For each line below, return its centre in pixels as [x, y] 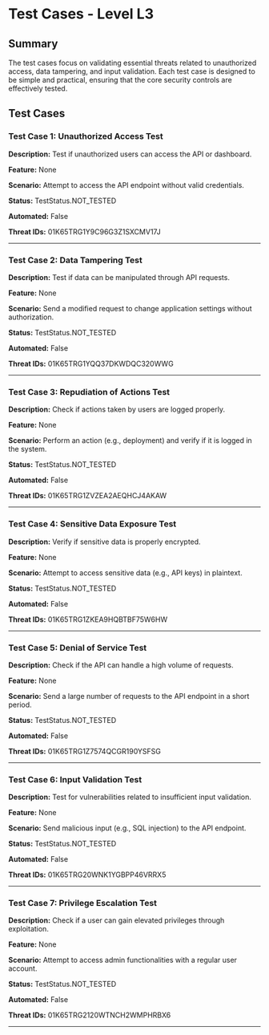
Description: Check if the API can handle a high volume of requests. [121, 665]
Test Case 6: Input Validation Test [75, 779]
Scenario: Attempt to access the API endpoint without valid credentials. [126, 185]
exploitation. [29, 929]
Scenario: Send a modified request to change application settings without [130, 308]
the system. [28, 449]
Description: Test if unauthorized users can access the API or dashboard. [130, 154]
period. [20, 704]
